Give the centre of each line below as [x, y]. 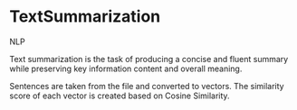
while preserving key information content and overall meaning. [126, 69]
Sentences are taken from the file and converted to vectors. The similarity [147, 86]
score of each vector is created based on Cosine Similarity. [120, 96]
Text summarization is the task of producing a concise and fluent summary [149, 59]
